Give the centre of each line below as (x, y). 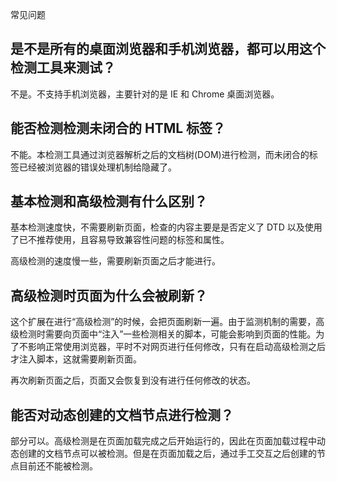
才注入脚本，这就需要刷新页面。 (76, 359)
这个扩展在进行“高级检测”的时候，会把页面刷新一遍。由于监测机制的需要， (163, 322)
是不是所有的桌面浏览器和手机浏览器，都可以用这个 (168, 49)
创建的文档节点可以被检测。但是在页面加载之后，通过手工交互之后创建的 (167, 454)
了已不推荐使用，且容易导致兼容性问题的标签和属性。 (120, 240)
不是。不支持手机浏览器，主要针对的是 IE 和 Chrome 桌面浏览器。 (145, 94)
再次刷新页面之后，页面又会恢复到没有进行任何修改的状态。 (133, 380)
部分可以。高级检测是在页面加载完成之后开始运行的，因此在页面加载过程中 (163, 441)
